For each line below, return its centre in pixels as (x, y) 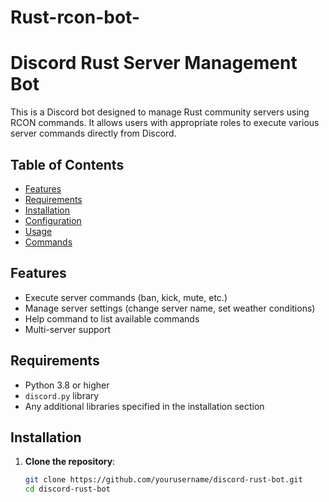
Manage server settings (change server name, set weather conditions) (170, 308)
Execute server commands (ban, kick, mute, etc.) (126, 297)
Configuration (53, 220)
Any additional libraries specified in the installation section (144, 406)
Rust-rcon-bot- (75, 17)
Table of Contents (67, 164)
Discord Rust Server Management (154, 63)
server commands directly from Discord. (93, 133)
